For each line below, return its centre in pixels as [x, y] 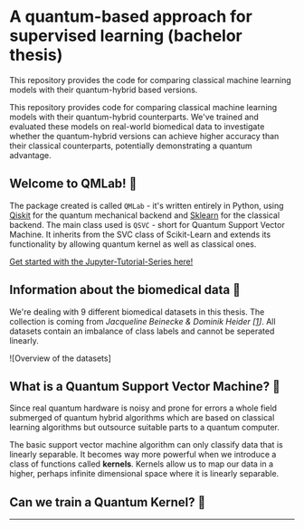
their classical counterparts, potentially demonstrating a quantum [131, 146]
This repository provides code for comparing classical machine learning [143, 107]
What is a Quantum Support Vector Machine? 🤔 [145, 386]
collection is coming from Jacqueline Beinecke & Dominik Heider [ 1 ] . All [142, 321]
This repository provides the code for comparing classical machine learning [150, 80]
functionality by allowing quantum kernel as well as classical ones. [133, 244]
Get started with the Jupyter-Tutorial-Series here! [101, 261]
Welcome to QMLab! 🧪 [73, 184]
